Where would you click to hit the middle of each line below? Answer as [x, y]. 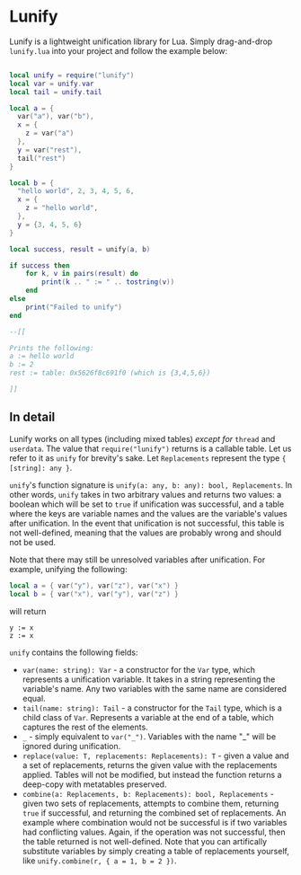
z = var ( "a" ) [50, 133]
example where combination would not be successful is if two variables [155, 822]
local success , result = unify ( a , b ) [80, 249]
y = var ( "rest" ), [50, 150]
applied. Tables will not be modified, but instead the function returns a [152, 774]
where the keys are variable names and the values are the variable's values [148, 513]
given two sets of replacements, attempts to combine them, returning [150, 803]
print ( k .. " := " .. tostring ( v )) [108, 282]
